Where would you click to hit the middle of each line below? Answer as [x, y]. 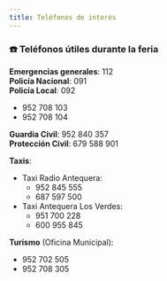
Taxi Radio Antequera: [62, 177]
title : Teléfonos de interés [63, 17]
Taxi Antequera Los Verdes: [72, 206]
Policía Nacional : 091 [48, 81]
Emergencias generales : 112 [61, 71]
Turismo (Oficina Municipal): [61, 242]
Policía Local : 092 [42, 90]
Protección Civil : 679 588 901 [64, 144]
